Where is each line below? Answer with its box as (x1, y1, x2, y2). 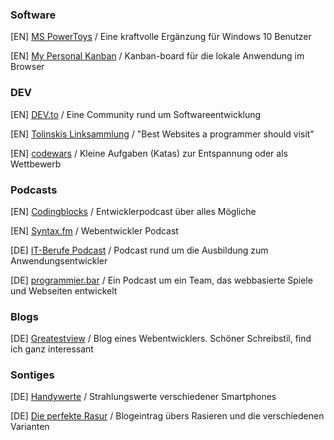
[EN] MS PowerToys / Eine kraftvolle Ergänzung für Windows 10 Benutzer (10, 31, 312, 43)
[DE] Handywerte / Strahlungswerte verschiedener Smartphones (10, 391, 277, 403)
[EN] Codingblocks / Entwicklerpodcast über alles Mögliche (10, 205, 257, 217)
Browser (10, 61, 45, 73)
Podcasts (10, 183, 58, 197)
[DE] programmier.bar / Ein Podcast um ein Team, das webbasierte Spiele (10, 274, 313, 286)
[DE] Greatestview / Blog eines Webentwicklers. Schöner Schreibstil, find (10, 333, 312, 345)
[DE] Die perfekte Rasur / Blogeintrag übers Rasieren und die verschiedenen (10, 410, 325, 422)
